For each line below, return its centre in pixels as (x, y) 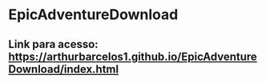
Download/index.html (63, 69)
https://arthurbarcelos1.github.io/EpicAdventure (133, 56)
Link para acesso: (53, 44)
